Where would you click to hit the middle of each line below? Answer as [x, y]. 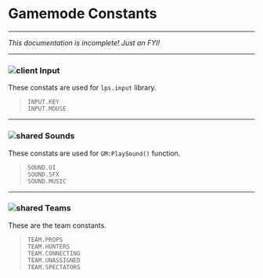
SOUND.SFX [43, 174]
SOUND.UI [41, 167]
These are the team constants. [58, 225]
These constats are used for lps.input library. [82, 88]
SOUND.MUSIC [47, 181]
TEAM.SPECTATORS [54, 267]
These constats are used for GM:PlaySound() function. [94, 153]
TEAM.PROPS [45, 240]
